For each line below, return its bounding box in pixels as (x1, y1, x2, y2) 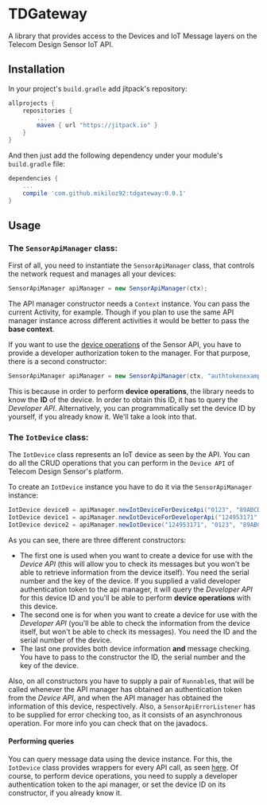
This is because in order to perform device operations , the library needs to (8, 386, 254, 396)
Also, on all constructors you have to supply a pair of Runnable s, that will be (8, 676, 254, 686)
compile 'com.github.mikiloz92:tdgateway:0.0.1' (22, 189, 187, 197)
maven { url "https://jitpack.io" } (37, 121, 158, 130)
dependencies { (8, 174, 59, 182)
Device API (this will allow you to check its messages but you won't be (19, 559, 250, 569)
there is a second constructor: (8, 357, 107, 366)
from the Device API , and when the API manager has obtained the (8, 693, 223, 702)
